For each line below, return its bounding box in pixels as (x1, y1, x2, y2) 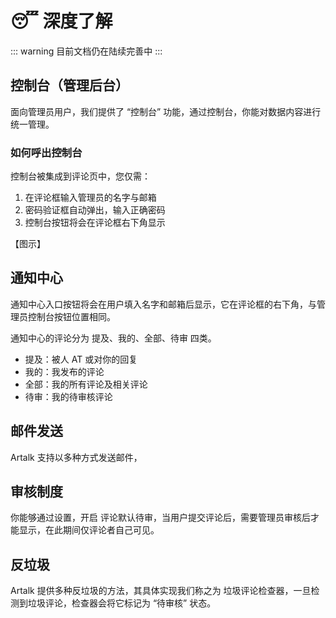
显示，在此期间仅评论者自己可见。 (18, 524, 160, 536)
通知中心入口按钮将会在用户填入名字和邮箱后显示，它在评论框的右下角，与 (10, 298, 317, 310)
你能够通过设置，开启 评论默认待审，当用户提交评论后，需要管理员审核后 (10, 512, 311, 524)
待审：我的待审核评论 (24, 390, 113, 402)
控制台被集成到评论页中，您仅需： (10, 170, 151, 182)
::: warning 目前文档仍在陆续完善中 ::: (10, 45, 163, 57)
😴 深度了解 (10, 10, 113, 33)
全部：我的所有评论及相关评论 (24, 378, 148, 390)
